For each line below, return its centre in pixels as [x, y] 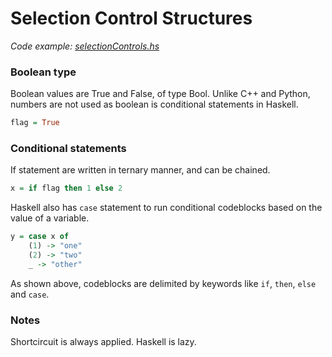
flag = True [35, 123]
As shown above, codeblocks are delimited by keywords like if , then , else [163, 283]
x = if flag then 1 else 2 [66, 188]
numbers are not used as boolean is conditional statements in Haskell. [154, 104]
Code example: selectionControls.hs [85, 46]
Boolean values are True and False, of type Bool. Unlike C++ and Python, [160, 94]
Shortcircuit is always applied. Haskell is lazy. [103, 342]
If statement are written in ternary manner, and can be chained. [140, 170]
